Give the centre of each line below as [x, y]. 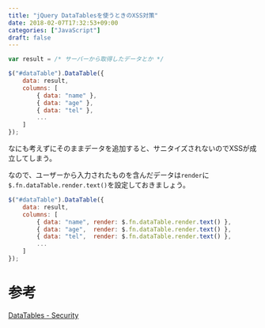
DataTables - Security [44, 315]
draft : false [30, 38]
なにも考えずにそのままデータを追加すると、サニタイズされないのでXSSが [129, 148]
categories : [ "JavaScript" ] [55, 30]
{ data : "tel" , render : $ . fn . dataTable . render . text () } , [134, 237]
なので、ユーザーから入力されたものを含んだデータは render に [109, 175]
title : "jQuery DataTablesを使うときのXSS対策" [83, 15]
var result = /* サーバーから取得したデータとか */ [86, 59]
